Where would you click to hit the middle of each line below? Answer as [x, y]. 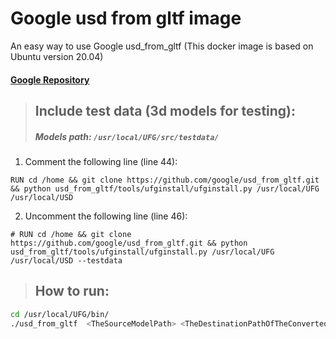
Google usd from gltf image [126, 18]
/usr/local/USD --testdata [66, 260]
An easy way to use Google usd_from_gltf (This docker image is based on [162, 46]
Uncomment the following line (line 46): [106, 216]
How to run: [72, 291]
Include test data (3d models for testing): [165, 110]
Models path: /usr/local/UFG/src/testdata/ [127, 136]
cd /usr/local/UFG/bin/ [60, 314]
